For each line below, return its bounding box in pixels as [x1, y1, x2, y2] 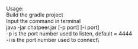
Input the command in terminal [6, 18, 81, 24]
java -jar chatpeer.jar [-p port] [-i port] [6, 24, 100, 31]
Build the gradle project [6, 11, 63, 18]
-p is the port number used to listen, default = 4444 [6, 30, 132, 37]
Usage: [6, 5, 24, 12]
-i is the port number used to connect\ [6, 37, 100, 43]
